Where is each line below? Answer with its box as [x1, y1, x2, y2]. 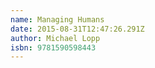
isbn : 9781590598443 [10, 42, 97, 53]
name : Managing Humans [10, 14, 105, 25]
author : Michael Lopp [10, 33, 101, 43]
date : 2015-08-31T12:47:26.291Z [10, 24, 145, 34]
